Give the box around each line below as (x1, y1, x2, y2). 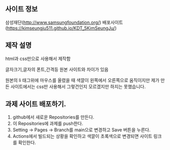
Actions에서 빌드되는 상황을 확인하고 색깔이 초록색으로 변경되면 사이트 (12, 133, 153, 139)
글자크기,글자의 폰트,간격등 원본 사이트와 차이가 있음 (5, 66, 108, 72)
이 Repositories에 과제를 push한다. (12, 121, 83, 127)
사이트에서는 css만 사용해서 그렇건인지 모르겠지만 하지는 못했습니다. (10, 83, 146, 89)
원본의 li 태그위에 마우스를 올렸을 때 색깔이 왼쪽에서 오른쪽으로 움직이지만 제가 (5, 77, 160, 83)
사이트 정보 (5, 5, 38, 14)
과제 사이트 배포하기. (5, 100, 66, 108)
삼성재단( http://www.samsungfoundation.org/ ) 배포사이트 (5, 19, 123, 25)
